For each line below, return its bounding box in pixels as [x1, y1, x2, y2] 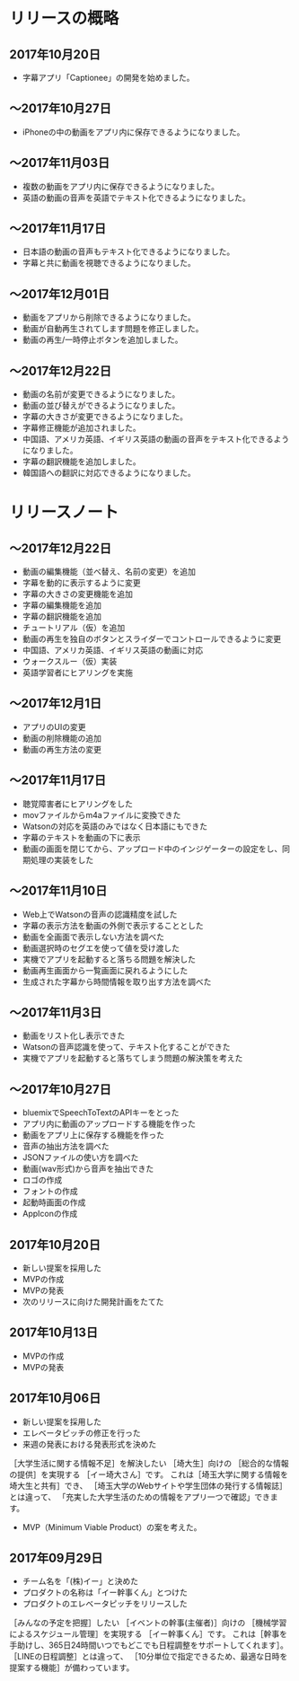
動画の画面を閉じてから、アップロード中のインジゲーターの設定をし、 [22, 843, 283, 854]
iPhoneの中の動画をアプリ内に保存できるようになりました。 [22, 127, 245, 137]
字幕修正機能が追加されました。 [22, 423, 141, 434]
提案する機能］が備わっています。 [9, 1662, 135, 1673]
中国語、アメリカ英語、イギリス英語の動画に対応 [22, 645, 204, 656]
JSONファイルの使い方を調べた [22, 1152, 139, 1163]
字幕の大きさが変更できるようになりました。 [22, 411, 189, 422]
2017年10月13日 [9, 1325, 99, 1341]
